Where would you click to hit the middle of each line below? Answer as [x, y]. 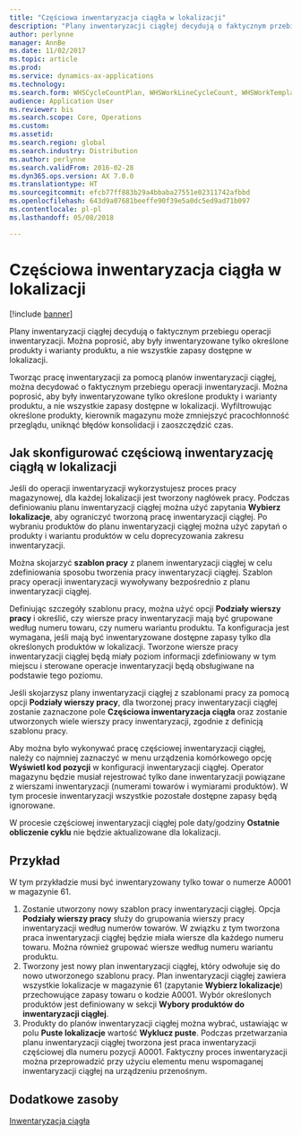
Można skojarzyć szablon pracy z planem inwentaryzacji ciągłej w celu [141, 563]
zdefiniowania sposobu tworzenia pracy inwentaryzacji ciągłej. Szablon [141, 572]
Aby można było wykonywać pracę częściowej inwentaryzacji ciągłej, [138, 749]
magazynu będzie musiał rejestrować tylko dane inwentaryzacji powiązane [147, 777]
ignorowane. [32, 806]
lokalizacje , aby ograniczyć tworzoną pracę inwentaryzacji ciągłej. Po [138, 517]
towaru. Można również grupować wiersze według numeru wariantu [147, 948]
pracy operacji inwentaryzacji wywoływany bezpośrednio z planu [130, 582]
